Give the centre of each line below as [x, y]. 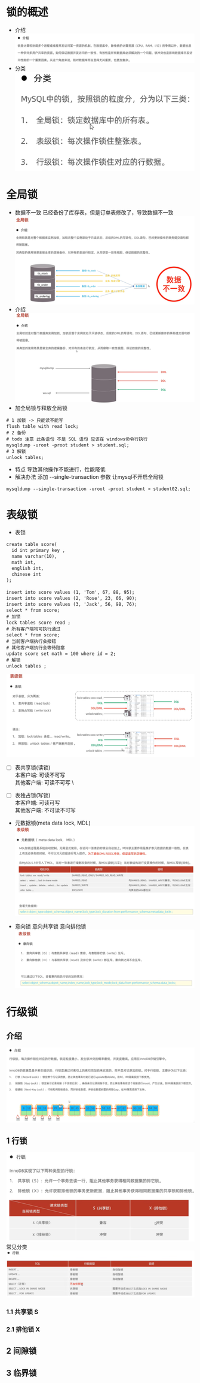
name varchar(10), [35, 557]
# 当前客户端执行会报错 [31, 642]
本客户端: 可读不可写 [40, 775]
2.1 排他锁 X [23, 1330]
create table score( [32, 545]
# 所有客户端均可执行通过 [33, 629]
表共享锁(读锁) [33, 768]
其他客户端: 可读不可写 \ [44, 783]
